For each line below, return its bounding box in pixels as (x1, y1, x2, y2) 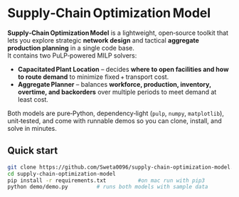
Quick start (7, 144, 58, 157)
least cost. (17, 95, 48, 104)
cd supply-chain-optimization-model (7, 170, 116, 177)
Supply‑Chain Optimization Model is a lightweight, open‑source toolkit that (7, 28, 229, 37)
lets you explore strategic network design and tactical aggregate (7, 36, 199, 44)
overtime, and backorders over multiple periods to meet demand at (17, 87, 217, 96)
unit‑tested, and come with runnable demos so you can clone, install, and (7, 116, 222, 125)
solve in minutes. (7, 124, 57, 132)
